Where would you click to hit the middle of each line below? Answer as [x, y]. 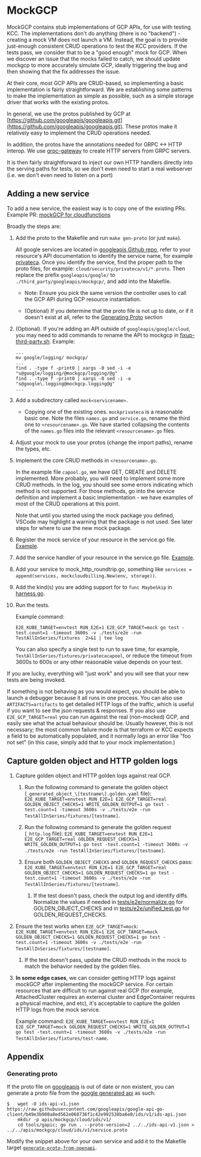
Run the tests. [33, 605]
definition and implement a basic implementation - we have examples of [104, 497]
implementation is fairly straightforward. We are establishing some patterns [99, 89]
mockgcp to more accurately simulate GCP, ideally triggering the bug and [97, 65]
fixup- [187, 335]
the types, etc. [33, 449]
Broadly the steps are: [34, 226]
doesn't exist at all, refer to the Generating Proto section [94, 317]
